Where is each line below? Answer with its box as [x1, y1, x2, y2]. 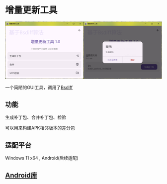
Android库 [5, 171, 37, 180]
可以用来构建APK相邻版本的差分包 [5, 125, 76, 131]
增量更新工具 [5, 4, 58, 16]
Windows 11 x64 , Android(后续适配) [5, 155, 79, 161]
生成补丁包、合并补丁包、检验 [5, 114, 66, 120]
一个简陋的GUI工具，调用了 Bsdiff [5, 84, 73, 90]
